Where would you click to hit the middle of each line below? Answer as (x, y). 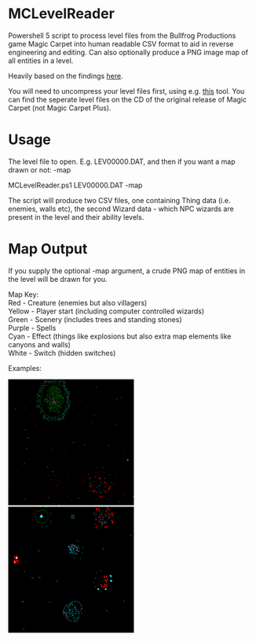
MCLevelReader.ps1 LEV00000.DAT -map (75, 185)
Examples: (25, 368)
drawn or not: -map (40, 169)
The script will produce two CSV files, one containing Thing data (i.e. (119, 200)
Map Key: (24, 294)
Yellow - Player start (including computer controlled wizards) (106, 311)
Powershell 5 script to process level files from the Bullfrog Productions (122, 35)
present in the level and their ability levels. (76, 217)
